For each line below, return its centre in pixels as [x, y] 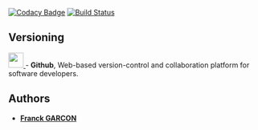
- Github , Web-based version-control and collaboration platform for [137, 65]
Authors [29, 99]
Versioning [36, 37]
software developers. [43, 73]
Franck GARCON [48, 118]
